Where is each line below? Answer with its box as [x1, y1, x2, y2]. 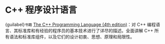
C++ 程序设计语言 [5, 4, 77, 16]
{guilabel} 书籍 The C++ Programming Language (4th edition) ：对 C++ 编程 [5, 22, 156, 27]
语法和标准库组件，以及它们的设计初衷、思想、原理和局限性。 [9, 34, 134, 40]
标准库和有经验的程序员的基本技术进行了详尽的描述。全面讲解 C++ [18, 27, 154, 33]
